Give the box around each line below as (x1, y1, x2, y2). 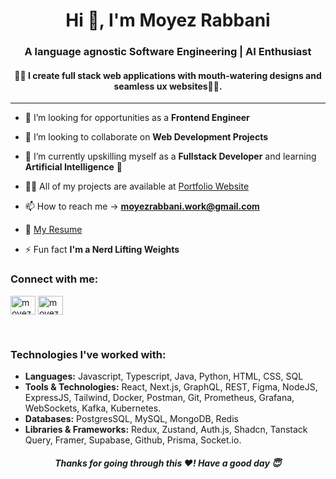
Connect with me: (10, 272, 99, 286)
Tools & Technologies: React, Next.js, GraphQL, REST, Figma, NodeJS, (24, 380, 318, 393)
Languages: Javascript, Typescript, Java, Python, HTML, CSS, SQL (24, 370, 304, 382)
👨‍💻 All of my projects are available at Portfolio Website (24, 180, 250, 193)
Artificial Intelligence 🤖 (24, 161, 123, 173)
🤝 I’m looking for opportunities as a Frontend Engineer (24, 112, 250, 124)
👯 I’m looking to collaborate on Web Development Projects (24, 131, 269, 143)
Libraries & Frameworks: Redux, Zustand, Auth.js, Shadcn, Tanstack (24, 423, 308, 435)
